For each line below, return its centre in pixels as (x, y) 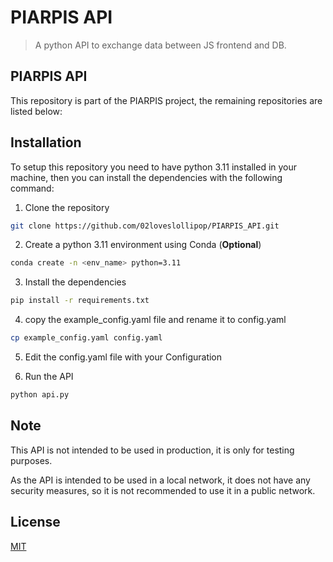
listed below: (36, 111)
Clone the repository (67, 207)
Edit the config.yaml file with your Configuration (123, 357)
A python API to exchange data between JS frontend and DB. (160, 45)
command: (32, 188)
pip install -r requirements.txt (80, 301)
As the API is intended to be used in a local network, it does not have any (160, 480)
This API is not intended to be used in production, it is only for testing (152, 450)
